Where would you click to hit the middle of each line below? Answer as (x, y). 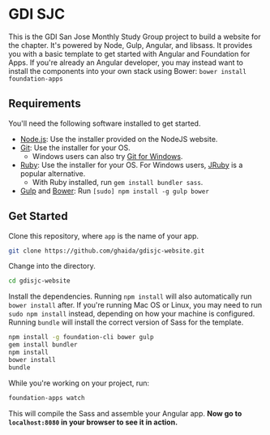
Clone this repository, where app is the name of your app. (104, 235)
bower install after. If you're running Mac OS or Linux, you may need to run (135, 305)
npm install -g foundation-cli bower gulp (81, 338)
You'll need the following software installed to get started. (105, 123)
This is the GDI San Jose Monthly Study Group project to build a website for (135, 37)
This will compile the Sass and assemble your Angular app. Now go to (125, 413)
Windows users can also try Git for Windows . (107, 156)
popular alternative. (53, 173)
